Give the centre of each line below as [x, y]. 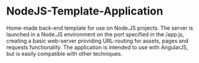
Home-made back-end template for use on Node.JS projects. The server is [100, 28]
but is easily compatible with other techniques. [64, 53]
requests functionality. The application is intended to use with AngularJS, [97, 47]
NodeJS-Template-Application [85, 11]
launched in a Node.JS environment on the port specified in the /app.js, [95, 34]
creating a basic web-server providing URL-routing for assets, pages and [97, 41]
